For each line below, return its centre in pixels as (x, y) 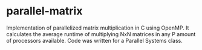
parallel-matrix (44, 11)
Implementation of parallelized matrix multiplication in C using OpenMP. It (98, 28)
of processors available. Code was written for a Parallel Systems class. (94, 40)
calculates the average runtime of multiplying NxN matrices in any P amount (101, 34)
